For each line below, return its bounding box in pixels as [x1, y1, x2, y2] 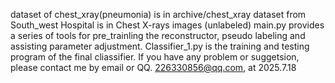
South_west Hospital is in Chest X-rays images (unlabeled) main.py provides [10, 19, 325, 31]
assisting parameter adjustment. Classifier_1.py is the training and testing [10, 40, 310, 52]
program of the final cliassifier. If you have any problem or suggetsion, [10, 51, 300, 63]
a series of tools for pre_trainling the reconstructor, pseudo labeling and [10, 30, 306, 41]
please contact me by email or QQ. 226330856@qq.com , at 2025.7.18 [10, 62, 297, 73]
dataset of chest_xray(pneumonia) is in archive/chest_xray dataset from [10, 9, 307, 20]
